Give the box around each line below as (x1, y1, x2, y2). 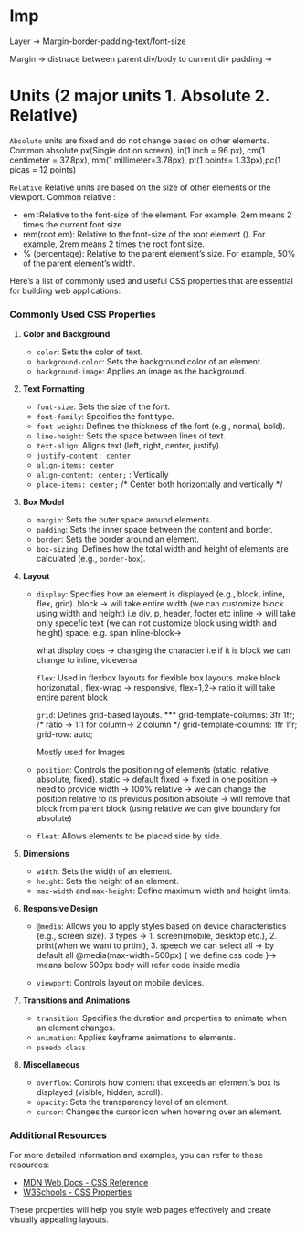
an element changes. (36, 1022, 116, 1033)
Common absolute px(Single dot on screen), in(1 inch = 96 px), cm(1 (9, 144, 265, 155)
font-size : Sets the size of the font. (36, 401, 171, 412)
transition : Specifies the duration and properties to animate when (36, 1013, 288, 1024)
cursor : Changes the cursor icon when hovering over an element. (36, 1106, 282, 1117)
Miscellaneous (22, 1060, 80, 1071)
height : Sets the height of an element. (36, 876, 180, 887)
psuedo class (36, 1043, 87, 1053)
